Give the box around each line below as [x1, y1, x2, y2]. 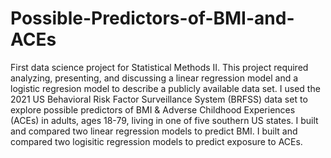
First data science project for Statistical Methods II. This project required [10, 61, 309, 73]
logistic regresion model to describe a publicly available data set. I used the [10, 82, 321, 94]
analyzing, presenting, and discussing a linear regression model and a [10, 72, 299, 84]
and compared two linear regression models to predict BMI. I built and [10, 125, 298, 137]
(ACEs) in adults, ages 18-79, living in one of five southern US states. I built [10, 114, 319, 126]
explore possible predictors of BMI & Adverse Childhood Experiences [10, 103, 296, 116]
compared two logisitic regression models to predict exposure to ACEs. [10, 135, 303, 147]
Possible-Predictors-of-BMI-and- [10, 7, 295, 30]
